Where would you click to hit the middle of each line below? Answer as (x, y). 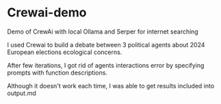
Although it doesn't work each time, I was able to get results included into (111, 86)
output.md (22, 93)
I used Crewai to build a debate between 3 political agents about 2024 (106, 44)
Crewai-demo (47, 13)
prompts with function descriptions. (57, 73)
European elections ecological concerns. (65, 52)
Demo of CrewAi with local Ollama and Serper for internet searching (103, 31)
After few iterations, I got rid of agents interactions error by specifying (106, 65)
